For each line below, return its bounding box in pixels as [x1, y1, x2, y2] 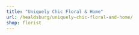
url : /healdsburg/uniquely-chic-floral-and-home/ [6, 14, 134, 20]
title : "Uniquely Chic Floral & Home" [6, 8, 103, 15]
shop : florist [6, 20, 42, 26]
